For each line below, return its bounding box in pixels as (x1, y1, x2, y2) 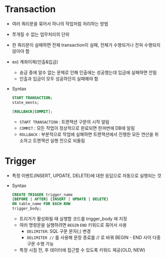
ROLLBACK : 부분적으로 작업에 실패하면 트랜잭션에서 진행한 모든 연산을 (19, 131, 153, 137)
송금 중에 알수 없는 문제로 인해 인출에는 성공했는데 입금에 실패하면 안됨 (19, 69, 157, 75)
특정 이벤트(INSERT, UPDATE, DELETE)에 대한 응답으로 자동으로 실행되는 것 (11, 172, 161, 178)
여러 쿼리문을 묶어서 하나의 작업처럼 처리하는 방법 (11, 20, 108, 26)
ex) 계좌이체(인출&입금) (11, 58, 58, 64)
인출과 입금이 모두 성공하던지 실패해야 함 (19, 75, 98, 81)
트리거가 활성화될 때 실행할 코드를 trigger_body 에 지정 (19, 216, 127, 221)
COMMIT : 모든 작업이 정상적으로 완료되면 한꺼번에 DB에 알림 (19, 125, 135, 131)
